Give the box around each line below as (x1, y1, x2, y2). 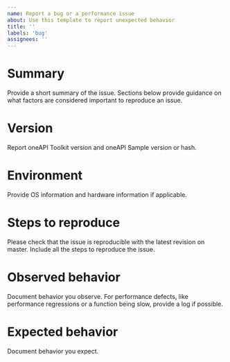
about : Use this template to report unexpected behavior (7, 17, 175, 24)
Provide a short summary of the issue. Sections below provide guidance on (7, 89, 222, 97)
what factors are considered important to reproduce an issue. (7, 96, 183, 105)
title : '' (7, 23, 36, 30)
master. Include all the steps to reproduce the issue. (7, 245, 155, 253)
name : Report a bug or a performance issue (7, 10, 135, 17)
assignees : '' (7, 36, 48, 43)
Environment (7, 168, 83, 184)
